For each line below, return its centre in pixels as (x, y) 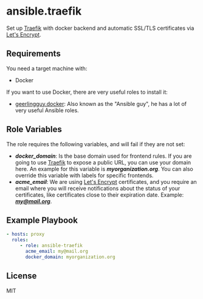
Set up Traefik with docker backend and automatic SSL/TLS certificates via (100, 28)
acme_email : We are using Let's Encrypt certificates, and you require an (106, 181)
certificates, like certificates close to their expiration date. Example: (99, 195)
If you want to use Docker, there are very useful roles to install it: (87, 92)
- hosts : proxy (26, 234)
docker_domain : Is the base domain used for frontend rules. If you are (103, 156)
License (22, 276)
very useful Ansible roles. (47, 110)
